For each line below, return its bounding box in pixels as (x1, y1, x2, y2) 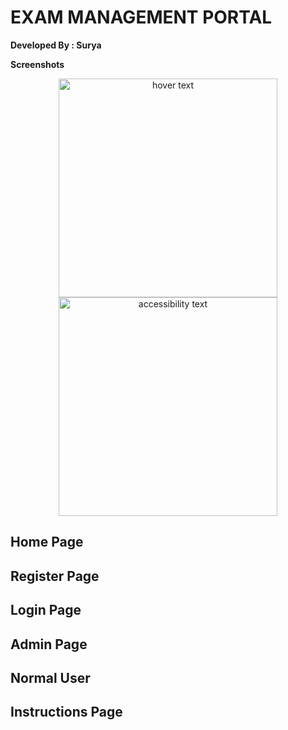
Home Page (10, 534, 84, 551)
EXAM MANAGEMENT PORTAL (10, 6, 273, 29)
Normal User (10, 669, 91, 686)
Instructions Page (10, 704, 123, 721)
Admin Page (10, 636, 88, 653)
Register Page (10, 567, 100, 585)
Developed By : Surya (10, 39, 102, 51)
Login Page (10, 602, 82, 619)
